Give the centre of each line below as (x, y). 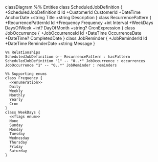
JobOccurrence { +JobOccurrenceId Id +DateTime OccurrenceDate (73, 33)
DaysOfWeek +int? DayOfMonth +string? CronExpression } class (70, 28)
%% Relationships (23, 52)
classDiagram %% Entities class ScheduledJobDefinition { (64, 7)
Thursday (18, 142)
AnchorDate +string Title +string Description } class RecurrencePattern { (78, 17)
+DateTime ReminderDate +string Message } (50, 43)
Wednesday (19, 138)
